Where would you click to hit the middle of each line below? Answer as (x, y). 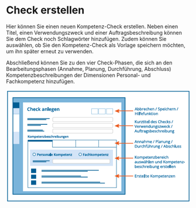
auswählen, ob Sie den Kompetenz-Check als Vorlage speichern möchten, (96, 45)
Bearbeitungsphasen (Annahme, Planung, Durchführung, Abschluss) (89, 69)
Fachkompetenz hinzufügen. (40, 81)
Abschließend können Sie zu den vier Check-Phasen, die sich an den (89, 63)
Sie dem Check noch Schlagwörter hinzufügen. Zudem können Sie (86, 39)
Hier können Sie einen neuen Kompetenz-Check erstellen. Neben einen (92, 26)
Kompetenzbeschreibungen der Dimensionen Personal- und (78, 75)
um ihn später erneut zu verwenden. (50, 51)
